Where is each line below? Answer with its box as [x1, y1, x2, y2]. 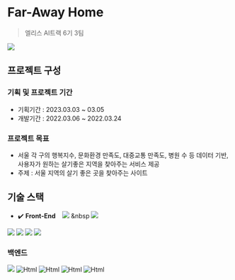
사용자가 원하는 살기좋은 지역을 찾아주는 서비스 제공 [17, 159, 160, 168]
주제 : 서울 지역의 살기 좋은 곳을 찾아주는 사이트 [17, 168, 148, 177]
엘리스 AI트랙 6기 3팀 [24, 28, 84, 37]
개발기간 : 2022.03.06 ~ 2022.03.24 [17, 114, 122, 123]
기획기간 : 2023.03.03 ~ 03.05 [17, 105, 105, 113]
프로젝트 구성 [7, 65, 62, 77]
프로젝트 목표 [7, 133, 50, 143]
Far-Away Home [7, 4, 104, 21]
